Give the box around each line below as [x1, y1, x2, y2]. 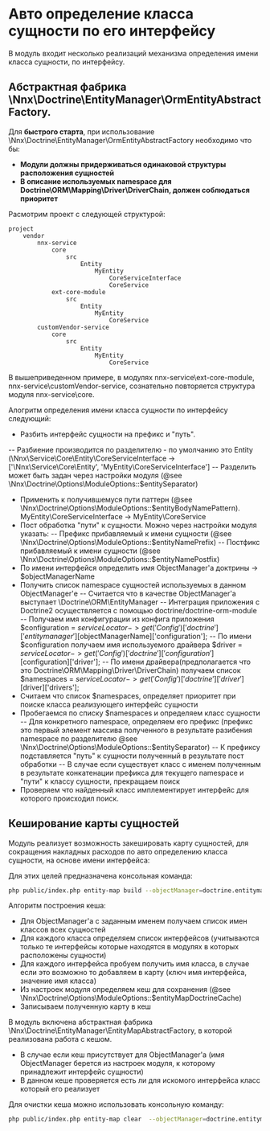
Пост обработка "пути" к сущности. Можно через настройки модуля [19, 520, 257, 530]
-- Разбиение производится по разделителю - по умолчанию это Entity [8, 445, 253, 454]
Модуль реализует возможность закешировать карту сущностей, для [8, 838, 249, 848]
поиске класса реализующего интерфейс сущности [19, 699, 198, 709]
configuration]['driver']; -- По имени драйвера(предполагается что [22, 657, 252, 666]
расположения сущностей [19, 168, 115, 178]
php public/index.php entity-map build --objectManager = [8, 886, 203, 895]
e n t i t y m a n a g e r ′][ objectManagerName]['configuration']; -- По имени [24, 631, 252, 641]
